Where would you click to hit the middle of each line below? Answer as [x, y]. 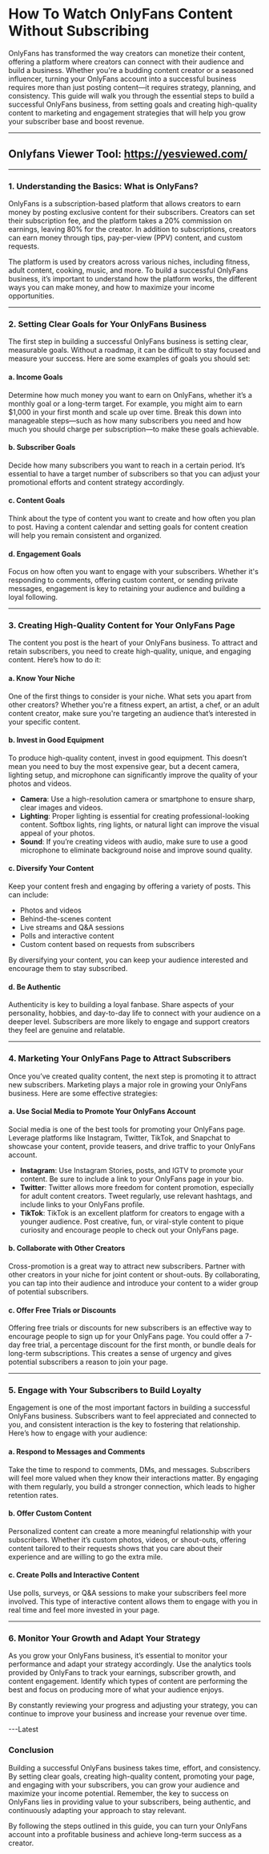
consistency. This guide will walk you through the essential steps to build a [131, 95]
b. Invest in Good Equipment [56, 740]
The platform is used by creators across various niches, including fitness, [129, 262]
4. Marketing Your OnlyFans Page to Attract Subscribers [120, 1059]
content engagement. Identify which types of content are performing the [128, 1682]
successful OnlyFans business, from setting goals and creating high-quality [133, 104]
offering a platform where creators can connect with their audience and [126, 62]
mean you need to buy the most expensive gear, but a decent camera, [124, 766]
